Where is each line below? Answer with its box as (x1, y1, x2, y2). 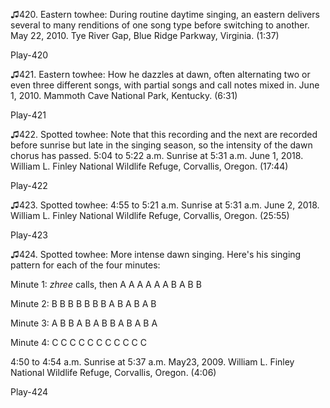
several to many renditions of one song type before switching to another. (10, 19, 310, 31)
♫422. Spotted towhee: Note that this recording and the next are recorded (10, 129, 318, 140)
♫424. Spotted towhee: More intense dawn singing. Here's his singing (10, 249, 302, 260)
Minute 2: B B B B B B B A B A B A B (10, 298, 157, 309)
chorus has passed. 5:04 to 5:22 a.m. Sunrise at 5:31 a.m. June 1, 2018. (10, 150, 304, 161)
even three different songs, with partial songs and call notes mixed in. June (10, 79, 320, 91)
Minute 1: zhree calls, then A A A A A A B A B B (10, 279, 202, 290)
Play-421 (10, 109, 47, 121)
